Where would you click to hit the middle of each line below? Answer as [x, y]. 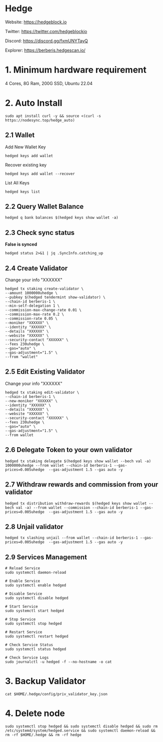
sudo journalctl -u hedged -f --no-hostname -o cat [58, 662]
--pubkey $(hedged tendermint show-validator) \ [55, 297]
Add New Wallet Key [26, 147]
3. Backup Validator [45, 681]
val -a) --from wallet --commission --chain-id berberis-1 [77, 507]
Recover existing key [26, 165]
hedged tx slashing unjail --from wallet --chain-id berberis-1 [72, 538]
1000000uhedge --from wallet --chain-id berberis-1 [58, 465]
